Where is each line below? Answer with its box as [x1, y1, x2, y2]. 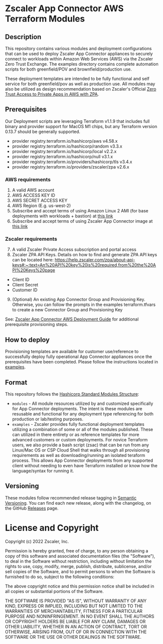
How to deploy [5, 336, 50, 344]
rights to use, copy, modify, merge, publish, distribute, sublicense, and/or [5, 563, 152, 569]
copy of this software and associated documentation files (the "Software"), [5, 553, 156, 559]
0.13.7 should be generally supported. [5, 129, 80, 134]
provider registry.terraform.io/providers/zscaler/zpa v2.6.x [12, 164, 129, 170]
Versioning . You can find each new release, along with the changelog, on [5, 500, 152, 506]
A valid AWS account [12, 187, 54, 193]
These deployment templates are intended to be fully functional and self [5, 76, 150, 81]
